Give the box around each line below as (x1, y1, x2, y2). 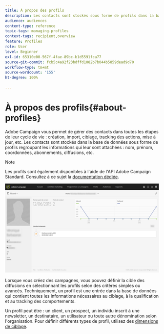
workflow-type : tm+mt (5, 65, 49, 70)
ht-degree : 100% (5, 75, 38, 80)
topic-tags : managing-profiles (5, 28, 69, 34)
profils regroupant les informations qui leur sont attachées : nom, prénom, (5, 144, 154, 150)
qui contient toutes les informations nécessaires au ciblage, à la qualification (5, 293, 159, 299)
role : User (5, 44, 27, 49)
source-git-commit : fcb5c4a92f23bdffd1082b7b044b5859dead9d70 (5, 59, 134, 65)
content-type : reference (5, 24, 56, 28)
